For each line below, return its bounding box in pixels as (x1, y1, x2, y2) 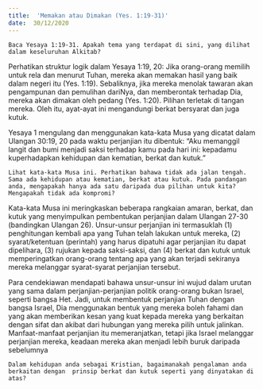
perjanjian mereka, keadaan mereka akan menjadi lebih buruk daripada (8, 337, 241, 346)
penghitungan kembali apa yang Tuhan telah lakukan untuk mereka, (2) (8, 228, 241, 238)
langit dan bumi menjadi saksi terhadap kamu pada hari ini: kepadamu (8, 144, 237, 154)
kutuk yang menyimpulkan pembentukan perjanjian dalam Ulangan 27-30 (8, 211, 249, 221)
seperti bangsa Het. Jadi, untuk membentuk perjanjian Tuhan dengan (8, 295, 235, 304)
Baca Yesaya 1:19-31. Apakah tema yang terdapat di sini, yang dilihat (8, 40, 250, 48)
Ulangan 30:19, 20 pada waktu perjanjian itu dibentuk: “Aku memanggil (8, 136, 240, 145)
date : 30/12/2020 (8, 19, 69, 27)
